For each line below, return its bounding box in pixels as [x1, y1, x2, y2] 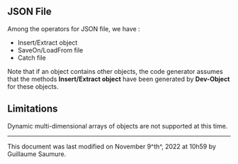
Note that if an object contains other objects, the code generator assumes [7, 67, 223, 75]
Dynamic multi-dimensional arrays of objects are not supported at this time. [7, 121, 228, 130]
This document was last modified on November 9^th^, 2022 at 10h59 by [7, 142, 216, 151]
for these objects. [7, 82, 59, 91]
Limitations [7, 103, 58, 115]
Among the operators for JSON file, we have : [7, 24, 140, 33]
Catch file [17, 53, 46, 62]
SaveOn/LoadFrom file [17, 45, 84, 54]
